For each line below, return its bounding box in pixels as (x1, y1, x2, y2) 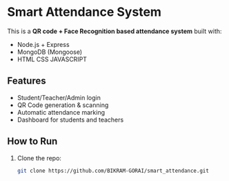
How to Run (7, 135, 58, 147)
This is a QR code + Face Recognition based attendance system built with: (7, 27, 222, 35)
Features (7, 75, 46, 87)
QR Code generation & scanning (17, 101, 109, 109)
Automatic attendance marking (17, 108, 106, 116)
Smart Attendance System (7, 4, 162, 20)
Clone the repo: (17, 153, 62, 162)
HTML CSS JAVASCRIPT (17, 55, 88, 63)
